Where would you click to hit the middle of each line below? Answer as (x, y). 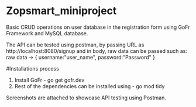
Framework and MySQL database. (47, 33)
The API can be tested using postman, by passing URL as (75, 45)
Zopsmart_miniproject (61, 11)
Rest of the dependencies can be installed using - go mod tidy (90, 86)
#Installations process (33, 68)
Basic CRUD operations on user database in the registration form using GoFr (98, 27)
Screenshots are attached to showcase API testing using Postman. (86, 98)
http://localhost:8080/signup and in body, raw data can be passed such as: (97, 51)
